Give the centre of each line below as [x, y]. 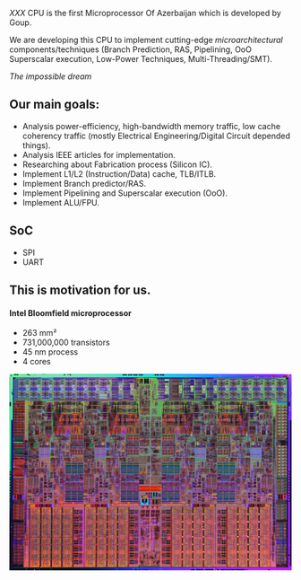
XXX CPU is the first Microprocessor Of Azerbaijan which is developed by [146, 13]
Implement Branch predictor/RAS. [84, 183]
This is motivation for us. [80, 290]
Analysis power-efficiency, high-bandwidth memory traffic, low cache [151, 126]
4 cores [36, 362]
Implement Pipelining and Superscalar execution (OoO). [125, 193]
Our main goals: [55, 105]
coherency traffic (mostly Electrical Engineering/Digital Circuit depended [156, 136]
